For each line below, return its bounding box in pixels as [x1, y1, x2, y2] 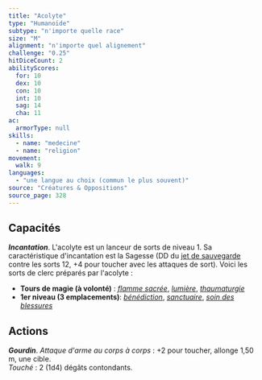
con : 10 [15, 86, 42, 95]
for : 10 [15, 72, 42, 80]
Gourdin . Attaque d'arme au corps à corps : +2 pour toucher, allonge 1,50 [8, 345, 254, 355]
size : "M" [8, 34, 42, 43]
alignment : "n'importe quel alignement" [8, 42, 147, 50]
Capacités [8, 221, 61, 235]
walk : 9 [15, 162, 42, 170]
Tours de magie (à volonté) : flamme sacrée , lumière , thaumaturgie [19, 283, 245, 294]
